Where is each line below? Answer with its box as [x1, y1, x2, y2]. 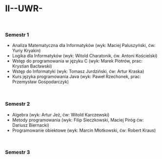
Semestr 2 [5, 101, 30, 108]
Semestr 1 [5, 31, 29, 38]
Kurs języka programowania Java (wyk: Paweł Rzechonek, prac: [12, 74, 142, 80]
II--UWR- [5, 3, 43, 14]
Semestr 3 [5, 149, 30, 156]
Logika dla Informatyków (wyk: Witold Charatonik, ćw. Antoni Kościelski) [12, 53, 158, 59]
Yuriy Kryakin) [12, 47, 41, 54]
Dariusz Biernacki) [12, 122, 50, 128]
